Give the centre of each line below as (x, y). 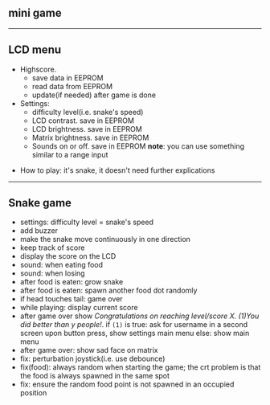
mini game (35, 13)
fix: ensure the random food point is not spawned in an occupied (127, 384)
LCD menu (35, 50)
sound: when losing (53, 273)
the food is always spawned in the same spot (95, 376)
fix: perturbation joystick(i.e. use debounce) (92, 359)
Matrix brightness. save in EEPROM (90, 137)
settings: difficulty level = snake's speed (87, 222)
